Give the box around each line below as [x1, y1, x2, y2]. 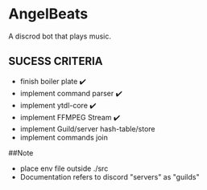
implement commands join [19, 132, 109, 142]
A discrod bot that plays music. [8, 31, 111, 41]
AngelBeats [8, 5, 89, 23]
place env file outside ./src [19, 164, 109, 173]
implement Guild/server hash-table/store [19, 123, 155, 133]
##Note [8, 148, 34, 157]
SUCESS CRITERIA [8, 55, 103, 68]
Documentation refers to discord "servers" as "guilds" [19, 172, 200, 181]
